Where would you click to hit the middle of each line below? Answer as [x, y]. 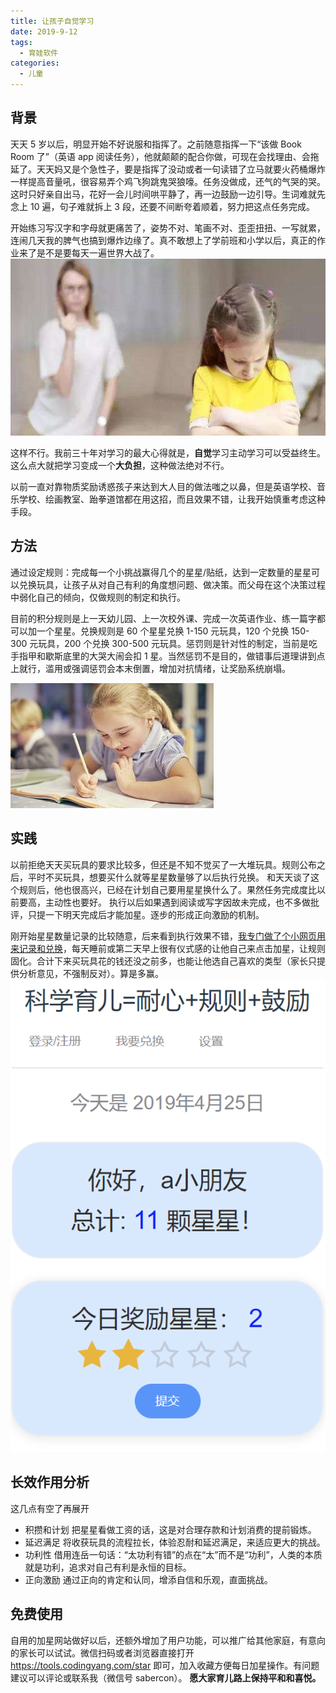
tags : [21, 42]
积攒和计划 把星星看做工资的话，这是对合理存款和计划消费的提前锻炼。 [170, 1529]
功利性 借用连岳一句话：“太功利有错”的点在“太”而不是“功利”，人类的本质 [173, 1554]
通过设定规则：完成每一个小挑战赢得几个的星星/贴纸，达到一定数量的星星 [161, 572]
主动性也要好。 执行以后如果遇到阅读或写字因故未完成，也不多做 [177, 902]
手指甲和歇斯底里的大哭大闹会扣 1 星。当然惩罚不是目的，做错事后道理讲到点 [168, 656]
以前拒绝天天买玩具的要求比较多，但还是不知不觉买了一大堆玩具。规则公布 [163, 864]
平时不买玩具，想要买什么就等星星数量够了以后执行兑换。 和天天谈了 [169, 877]
